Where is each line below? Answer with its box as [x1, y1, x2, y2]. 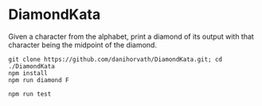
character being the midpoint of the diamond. [8, 40, 158, 49]
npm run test [8, 89, 52, 98]
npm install [8, 69, 48, 77]
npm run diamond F [8, 76, 69, 84]
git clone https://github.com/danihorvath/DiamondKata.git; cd [8, 55, 223, 63]
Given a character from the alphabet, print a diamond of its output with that [8, 32, 255, 41]
